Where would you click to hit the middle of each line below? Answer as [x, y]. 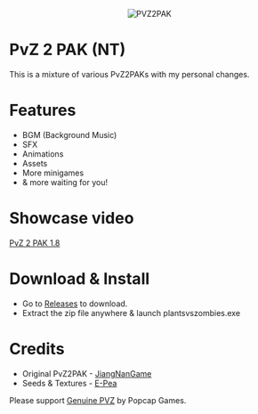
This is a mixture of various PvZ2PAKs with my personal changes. [129, 74]
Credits [37, 349]
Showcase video [72, 219]
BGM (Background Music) [69, 134]
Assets [35, 163]
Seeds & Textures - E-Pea [69, 383]
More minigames [53, 173]
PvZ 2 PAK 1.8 [35, 243]
